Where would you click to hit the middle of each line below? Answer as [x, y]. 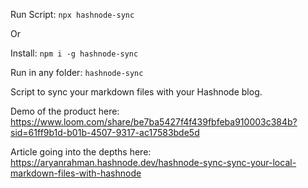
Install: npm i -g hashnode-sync [74, 53]
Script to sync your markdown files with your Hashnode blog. [136, 92]
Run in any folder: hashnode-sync [77, 72]
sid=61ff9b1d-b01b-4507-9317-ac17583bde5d [105, 132]
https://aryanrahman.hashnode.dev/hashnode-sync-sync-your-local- [153, 162]
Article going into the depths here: [81, 152]
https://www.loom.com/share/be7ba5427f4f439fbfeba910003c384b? [154, 122]
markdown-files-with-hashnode [76, 173]
